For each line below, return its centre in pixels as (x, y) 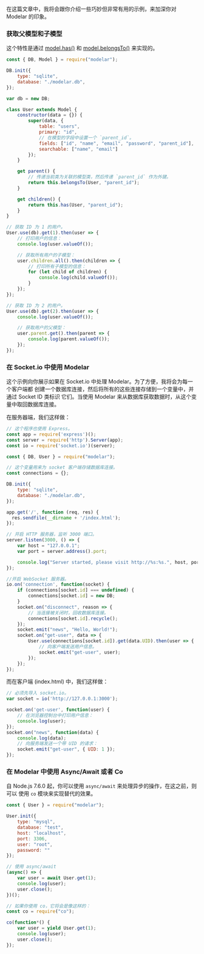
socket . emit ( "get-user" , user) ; (80, 652)
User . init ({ (21, 816)
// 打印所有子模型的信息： (57, 266)
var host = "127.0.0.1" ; (49, 546)
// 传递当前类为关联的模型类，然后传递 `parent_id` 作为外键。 (100, 177)
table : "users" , (59, 126)
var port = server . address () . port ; (62, 551)
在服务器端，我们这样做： (38, 417)
